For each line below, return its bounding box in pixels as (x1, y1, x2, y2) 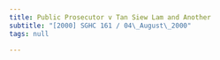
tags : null (9, 29, 49, 38)
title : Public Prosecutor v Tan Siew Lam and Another (9, 12, 212, 22)
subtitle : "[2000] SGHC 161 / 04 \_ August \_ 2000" (9, 21, 192, 30)
